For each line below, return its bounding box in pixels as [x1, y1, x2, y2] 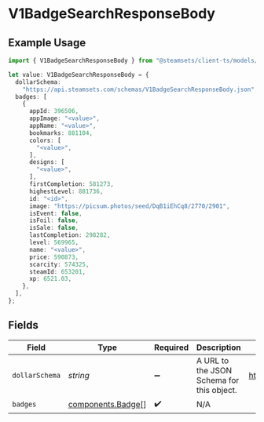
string [68, 369, 90, 380]
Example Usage [8, 36, 86, 49]
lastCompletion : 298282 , [28, 231, 111, 239]
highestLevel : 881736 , [28, 187, 104, 195]
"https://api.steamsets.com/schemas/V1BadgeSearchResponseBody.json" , [22, 85, 258, 93]
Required [154, 342, 189, 353]
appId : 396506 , [28, 107, 79, 115]
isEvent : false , [28, 209, 82, 217]
